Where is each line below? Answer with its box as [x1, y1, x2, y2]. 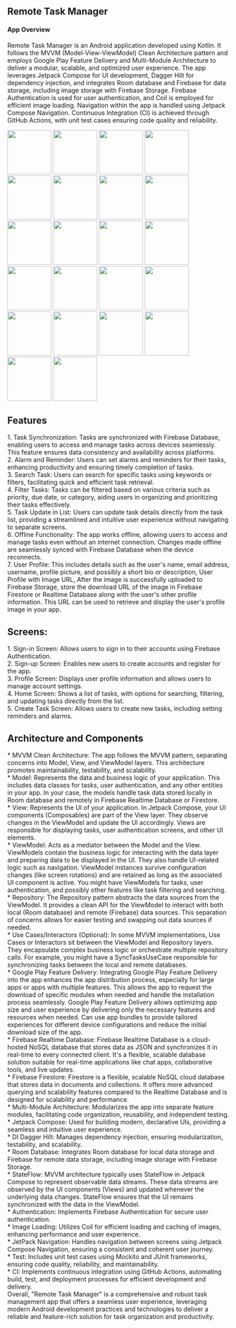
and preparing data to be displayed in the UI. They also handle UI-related [7, 856, 219, 864]
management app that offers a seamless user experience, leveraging [7, 1298, 207, 1306]
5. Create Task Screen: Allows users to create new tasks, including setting [7, 705, 223, 713]
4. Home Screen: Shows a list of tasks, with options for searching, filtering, [7, 690, 224, 698]
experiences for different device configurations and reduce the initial [7, 1021, 206, 1029]
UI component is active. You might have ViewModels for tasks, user [7, 879, 204, 887]
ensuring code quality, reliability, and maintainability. [7, 1260, 160, 1269]
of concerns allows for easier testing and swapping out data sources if [7, 916, 213, 924]
